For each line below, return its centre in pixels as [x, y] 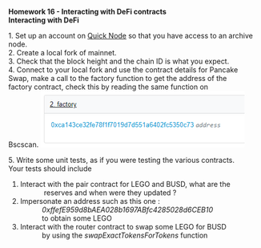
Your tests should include [50, 169]
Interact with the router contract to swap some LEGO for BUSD [123, 227]
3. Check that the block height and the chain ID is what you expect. [119, 61]
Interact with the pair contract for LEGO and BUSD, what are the [125, 184]
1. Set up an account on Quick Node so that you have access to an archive [131, 36]
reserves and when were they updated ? [110, 193]
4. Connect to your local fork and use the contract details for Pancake [123, 70]
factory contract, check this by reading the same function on [108, 87]
